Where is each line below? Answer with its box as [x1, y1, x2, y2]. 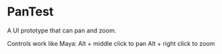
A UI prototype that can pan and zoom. [7, 26, 117, 34]
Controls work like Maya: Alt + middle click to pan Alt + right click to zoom [7, 39, 215, 47]
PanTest [7, 4, 54, 20]
